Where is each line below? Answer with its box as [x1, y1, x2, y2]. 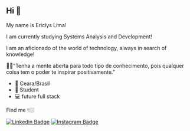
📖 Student [14, 86, 40, 93]
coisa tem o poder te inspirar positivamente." [6, 68, 116, 76]
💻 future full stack [14, 93, 60, 100]
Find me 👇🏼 [6, 106, 35, 113]
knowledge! [6, 51, 35, 58]
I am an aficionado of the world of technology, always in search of [6, 44, 167, 51]
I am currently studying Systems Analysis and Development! [6, 33, 152, 40]
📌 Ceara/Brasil [14, 80, 50, 87]
